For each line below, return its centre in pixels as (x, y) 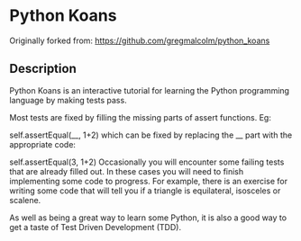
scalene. (25, 200)
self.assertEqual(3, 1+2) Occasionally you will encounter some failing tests (147, 162)
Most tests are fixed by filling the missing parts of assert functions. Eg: (141, 117)
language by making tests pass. (68, 100)
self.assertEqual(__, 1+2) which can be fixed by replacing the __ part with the (151, 135)
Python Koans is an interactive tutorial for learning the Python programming (150, 90)
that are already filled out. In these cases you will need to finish (127, 171)
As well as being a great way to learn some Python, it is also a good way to (148, 218)
